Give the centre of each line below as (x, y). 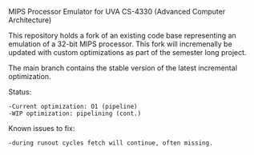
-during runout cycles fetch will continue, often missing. (111, 143)
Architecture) (30, 20)
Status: (20, 92)
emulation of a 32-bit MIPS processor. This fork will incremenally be (120, 44)
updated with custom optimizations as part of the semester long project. (127, 52)
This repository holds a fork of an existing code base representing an (122, 36)
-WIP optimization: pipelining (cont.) (75, 113)
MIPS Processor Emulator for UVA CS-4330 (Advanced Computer (117, 12)
